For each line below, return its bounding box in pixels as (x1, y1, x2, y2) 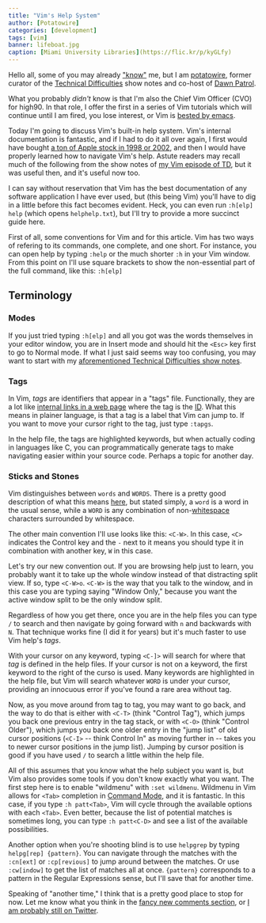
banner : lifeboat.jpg (8, 41, 80, 49)
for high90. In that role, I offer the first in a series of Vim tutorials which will (8, 102, 252, 112)
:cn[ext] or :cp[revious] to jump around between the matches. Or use (8, 857, 240, 867)
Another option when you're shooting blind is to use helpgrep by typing (8, 840, 240, 849)
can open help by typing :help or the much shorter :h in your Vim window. (8, 249, 251, 258)
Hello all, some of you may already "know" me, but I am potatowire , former (8, 70, 252, 79)
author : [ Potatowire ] (8, 19, 80, 27)
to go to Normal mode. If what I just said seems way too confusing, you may (8, 348, 256, 357)
